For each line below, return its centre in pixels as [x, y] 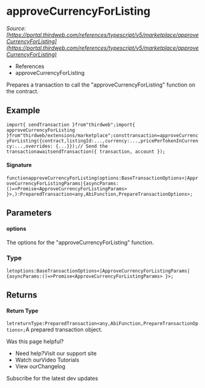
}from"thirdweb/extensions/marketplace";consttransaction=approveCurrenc [102, 135]
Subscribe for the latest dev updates [52, 378]
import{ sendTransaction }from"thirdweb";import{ [71, 125]
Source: [16, 28]
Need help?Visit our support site [56, 354]
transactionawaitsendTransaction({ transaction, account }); [86, 152]
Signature [19, 165]
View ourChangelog [40, 367]
